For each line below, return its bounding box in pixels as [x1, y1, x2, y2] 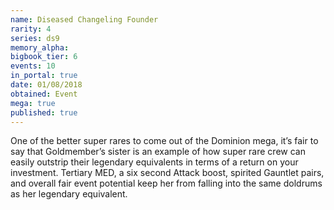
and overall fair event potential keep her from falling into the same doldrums [10, 177, 323, 190]
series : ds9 [10, 33, 60, 43]
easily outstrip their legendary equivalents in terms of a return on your [10, 156, 299, 168]
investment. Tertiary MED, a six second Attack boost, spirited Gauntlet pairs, [10, 167, 325, 179]
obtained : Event [10, 89, 78, 99]
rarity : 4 [10, 24, 52, 34]
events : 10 [10, 61, 56, 71]
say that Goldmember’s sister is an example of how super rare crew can [10, 146, 306, 158]
